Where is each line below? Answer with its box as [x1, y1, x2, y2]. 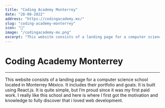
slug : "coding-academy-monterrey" [5, 21, 76, 26]
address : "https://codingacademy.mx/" [5, 16, 84, 21]
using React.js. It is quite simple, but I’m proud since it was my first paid [5, 87, 150, 93]
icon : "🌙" [5, 26, 26, 30]
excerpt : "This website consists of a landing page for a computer [5, 35, 146, 40]
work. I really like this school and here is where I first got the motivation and [5, 92, 158, 98]
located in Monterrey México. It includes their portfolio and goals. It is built [5, 81, 156, 87]
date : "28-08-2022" [5, 12, 45, 17]
